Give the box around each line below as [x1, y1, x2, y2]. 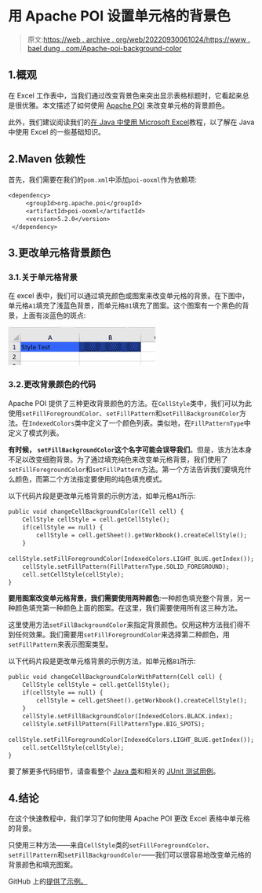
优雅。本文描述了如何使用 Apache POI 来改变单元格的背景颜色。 [21, 100, 229, 110]
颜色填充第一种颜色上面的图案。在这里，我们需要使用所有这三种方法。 [14, 603, 242, 612]
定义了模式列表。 [8, 428, 64, 437]
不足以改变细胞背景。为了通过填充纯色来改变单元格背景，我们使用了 [8, 454, 228, 464]
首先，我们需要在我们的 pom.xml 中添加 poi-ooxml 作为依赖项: [8, 175, 198, 184]
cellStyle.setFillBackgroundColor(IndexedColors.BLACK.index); [22, 712, 234, 720]
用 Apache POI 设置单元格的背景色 [8, 7, 231, 25]
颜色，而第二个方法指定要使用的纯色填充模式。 [14, 474, 166, 484]
